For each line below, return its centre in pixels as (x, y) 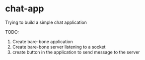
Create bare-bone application (42, 41)
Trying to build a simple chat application (46, 22)
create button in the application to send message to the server (76, 52)
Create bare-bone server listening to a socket (59, 47)
